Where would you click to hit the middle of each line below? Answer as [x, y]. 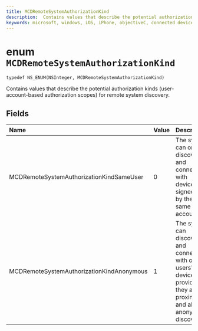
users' [184, 268]
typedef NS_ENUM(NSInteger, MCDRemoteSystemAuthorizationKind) [85, 78]
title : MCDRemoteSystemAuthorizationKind [58, 12]
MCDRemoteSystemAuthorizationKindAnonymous [78, 271]
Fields [18, 114]
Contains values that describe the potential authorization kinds [82, 89]
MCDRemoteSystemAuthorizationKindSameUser [76, 177]
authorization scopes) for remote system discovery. [107, 95]
